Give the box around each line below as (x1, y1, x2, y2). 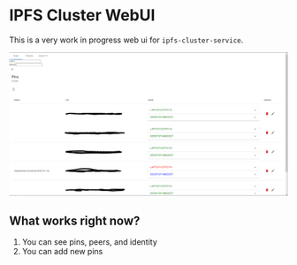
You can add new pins (21, 246, 103, 257)
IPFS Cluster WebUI (9, 5, 156, 26)
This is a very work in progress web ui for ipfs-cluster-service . (9, 34, 244, 45)
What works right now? (9, 213, 141, 228)
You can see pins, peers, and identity (21, 237, 157, 247)
